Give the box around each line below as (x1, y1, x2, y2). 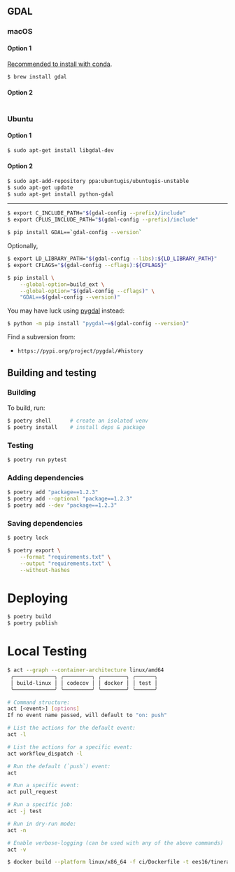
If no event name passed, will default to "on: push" (7, 711, 168, 719)
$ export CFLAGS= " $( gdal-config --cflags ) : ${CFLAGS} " (7, 261, 168, 268)
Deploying (7, 590, 69, 606)
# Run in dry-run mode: (7, 820, 77, 827)
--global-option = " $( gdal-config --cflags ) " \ (20, 287, 155, 294)
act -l (7, 731, 27, 738)
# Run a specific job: (7, 801, 73, 808)
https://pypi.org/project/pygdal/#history (17, 348, 143, 355)
